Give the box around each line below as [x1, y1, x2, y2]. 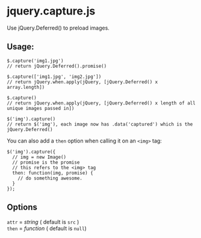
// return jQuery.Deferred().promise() [7, 63, 107, 69]
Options [7, 202, 38, 213]
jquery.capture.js [7, 4, 96, 18]
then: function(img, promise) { [12, 170, 94, 176]
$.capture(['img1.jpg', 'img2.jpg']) [7, 74, 102, 80]
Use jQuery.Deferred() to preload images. [7, 24, 110, 31]
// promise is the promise [12, 159, 80, 166]
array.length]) [7, 84, 45, 90]
